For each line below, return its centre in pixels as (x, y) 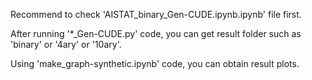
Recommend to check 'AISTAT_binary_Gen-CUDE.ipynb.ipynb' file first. (156, 14)
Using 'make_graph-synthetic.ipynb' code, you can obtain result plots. (155, 63)
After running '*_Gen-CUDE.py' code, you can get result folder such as (156, 33)
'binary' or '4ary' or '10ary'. (66, 44)
